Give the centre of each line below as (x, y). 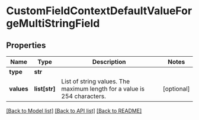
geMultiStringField (53, 23)
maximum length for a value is (103, 89)
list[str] (45, 89)
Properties (26, 45)
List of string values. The (96, 81)
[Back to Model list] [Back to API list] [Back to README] (74, 111)
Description (109, 62)
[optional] (176, 89)
